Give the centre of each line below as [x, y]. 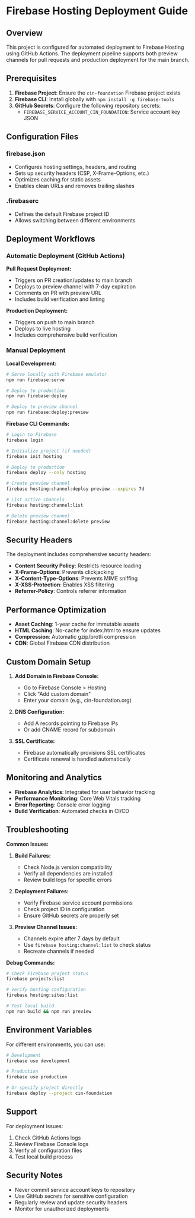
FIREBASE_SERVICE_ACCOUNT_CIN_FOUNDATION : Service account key [102, 112]
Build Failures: [33, 855]
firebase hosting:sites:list [42, 995]
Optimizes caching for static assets [57, 179]
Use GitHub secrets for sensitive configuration [71, 1196]
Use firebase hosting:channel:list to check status [87, 944]
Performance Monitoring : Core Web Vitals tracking [78, 798]
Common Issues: [28, 844]
